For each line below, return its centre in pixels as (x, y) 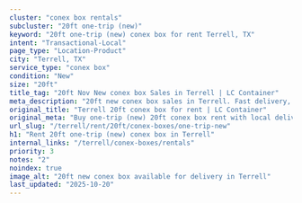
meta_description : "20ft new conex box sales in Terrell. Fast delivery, (151, 101)
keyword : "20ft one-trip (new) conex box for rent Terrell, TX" (132, 34)
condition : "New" (42, 76)
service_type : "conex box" (60, 68)
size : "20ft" (34, 84)
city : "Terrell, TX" (48, 59)
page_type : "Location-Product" (68, 51)
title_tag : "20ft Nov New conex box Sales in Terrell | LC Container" (144, 93)
